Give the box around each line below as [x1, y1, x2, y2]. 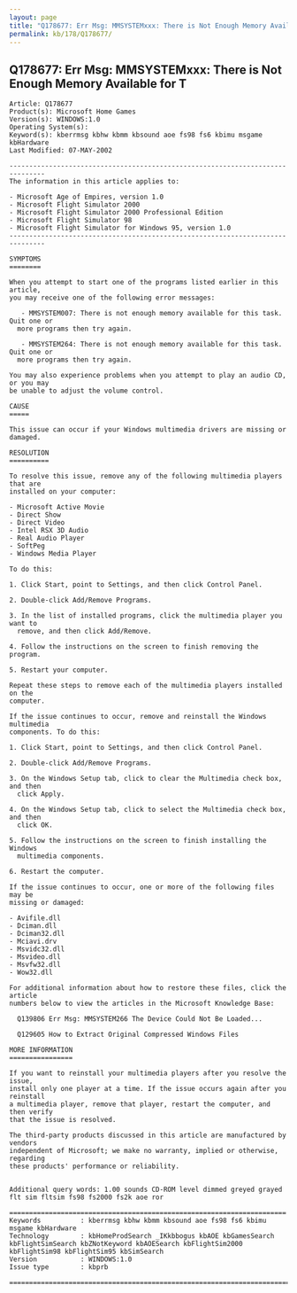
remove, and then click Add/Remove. [17, 627, 152, 636]
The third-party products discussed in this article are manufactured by [9, 1131, 287, 1140]
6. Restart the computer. [9, 868, 104, 876]
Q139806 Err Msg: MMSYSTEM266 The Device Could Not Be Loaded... [17, 1015, 263, 1024]
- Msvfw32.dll [9, 961, 62, 970]
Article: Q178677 [9, 99, 73, 109]
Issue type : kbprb [9, 1263, 109, 1272]
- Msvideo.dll [9, 953, 62, 962]
